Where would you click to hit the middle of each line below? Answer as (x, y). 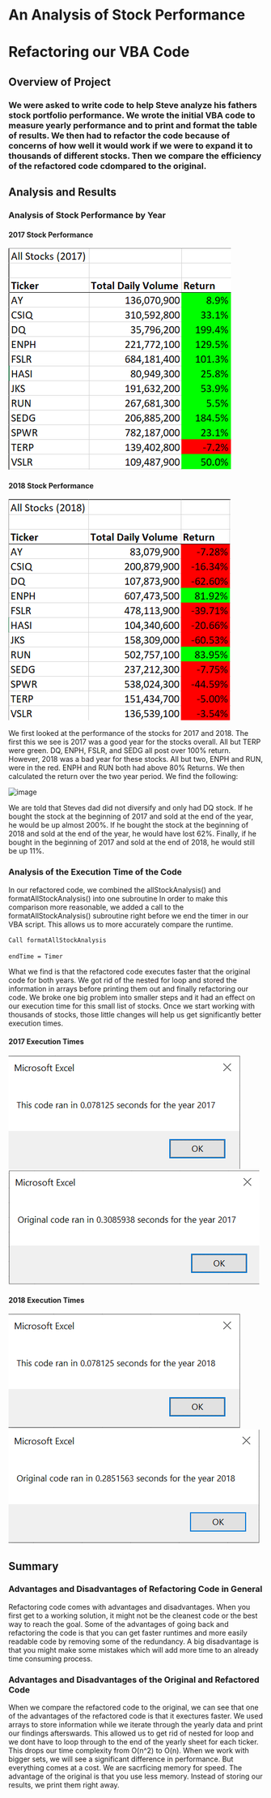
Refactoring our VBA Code (99, 52)
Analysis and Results (63, 192)
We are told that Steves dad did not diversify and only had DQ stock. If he (131, 808)
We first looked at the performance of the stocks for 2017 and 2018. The (129, 733)
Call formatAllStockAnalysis (57, 940)
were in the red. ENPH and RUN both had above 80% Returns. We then (127, 768)
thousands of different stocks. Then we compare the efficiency (135, 156)
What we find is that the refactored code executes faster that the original (129, 971)
